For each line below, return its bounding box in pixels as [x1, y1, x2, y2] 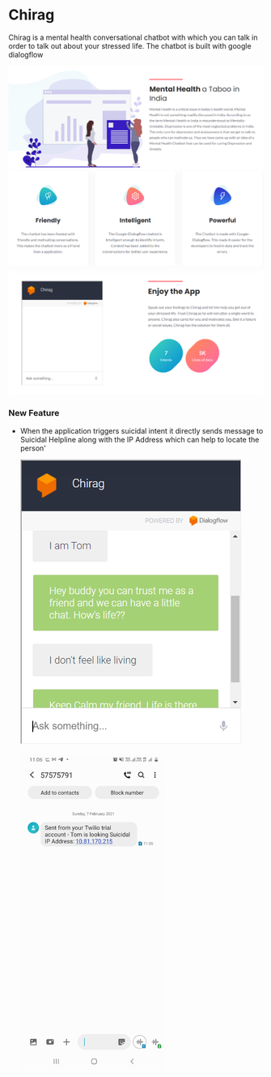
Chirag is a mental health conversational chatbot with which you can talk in [8, 32, 258, 42]
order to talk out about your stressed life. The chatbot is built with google [8, 41, 252, 50]
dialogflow [8, 49, 44, 59]
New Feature [8, 408, 60, 419]
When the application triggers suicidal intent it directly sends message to [19, 425, 264, 435]
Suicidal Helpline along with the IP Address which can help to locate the [19, 434, 260, 444]
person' [19, 443, 47, 453]
